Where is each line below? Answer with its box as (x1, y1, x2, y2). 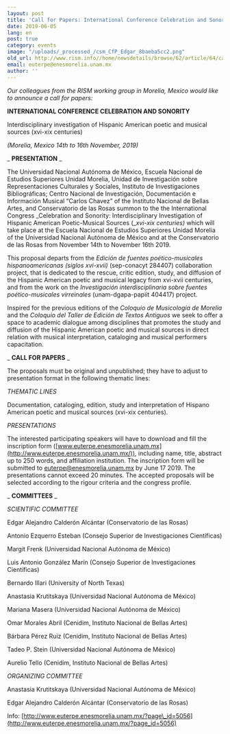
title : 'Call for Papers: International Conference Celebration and (7, 16, 207, 23)
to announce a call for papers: (7, 93, 93, 102)
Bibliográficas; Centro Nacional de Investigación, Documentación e (7, 190, 196, 198)
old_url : (7, 55, 32, 62)
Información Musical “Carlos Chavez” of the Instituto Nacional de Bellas (7, 196, 209, 205)
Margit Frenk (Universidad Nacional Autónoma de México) (7, 544, 171, 553)
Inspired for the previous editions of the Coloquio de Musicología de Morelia (7, 303, 222, 312)
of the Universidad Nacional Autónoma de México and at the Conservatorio (7, 233, 219, 241)
